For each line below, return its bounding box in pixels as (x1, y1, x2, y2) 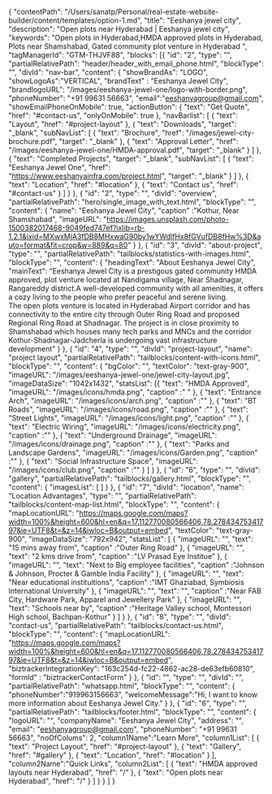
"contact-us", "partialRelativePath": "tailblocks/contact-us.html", (8, 621, 223, 630)
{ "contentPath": (8, 7, 63, 16)
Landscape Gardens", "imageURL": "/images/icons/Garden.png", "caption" (8, 447, 258, 457)
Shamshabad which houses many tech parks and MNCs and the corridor (8, 327, 252, 336)
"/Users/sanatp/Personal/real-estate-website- (64, 7, 219, 16)
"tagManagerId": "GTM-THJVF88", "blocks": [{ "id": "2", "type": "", (8, 50, 233, 59)
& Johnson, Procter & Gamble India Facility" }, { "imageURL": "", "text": (8, 569, 244, 578)
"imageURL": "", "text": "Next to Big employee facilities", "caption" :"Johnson (8, 561, 265, 569)
